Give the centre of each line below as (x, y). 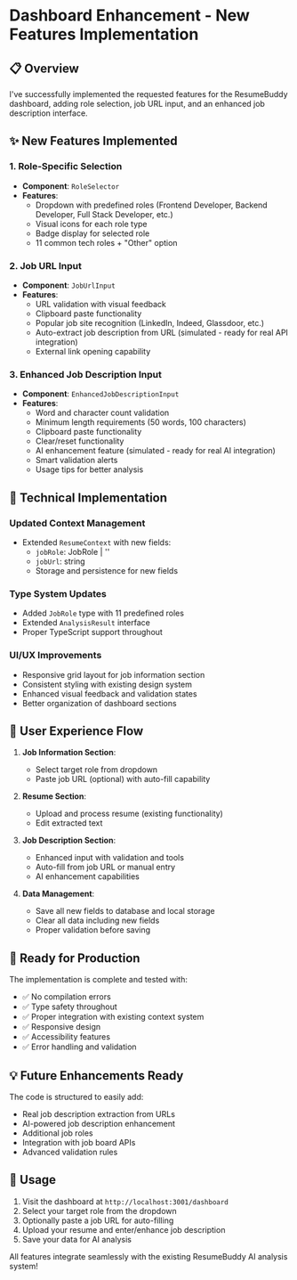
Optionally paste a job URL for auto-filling (98, 1220)
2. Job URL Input (46, 265)
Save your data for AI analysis (76, 1239)
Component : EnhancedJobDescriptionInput (100, 394)
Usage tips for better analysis (89, 469)
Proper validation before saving (93, 930)
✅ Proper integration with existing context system (113, 1017)
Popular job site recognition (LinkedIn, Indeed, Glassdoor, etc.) (150, 322)
